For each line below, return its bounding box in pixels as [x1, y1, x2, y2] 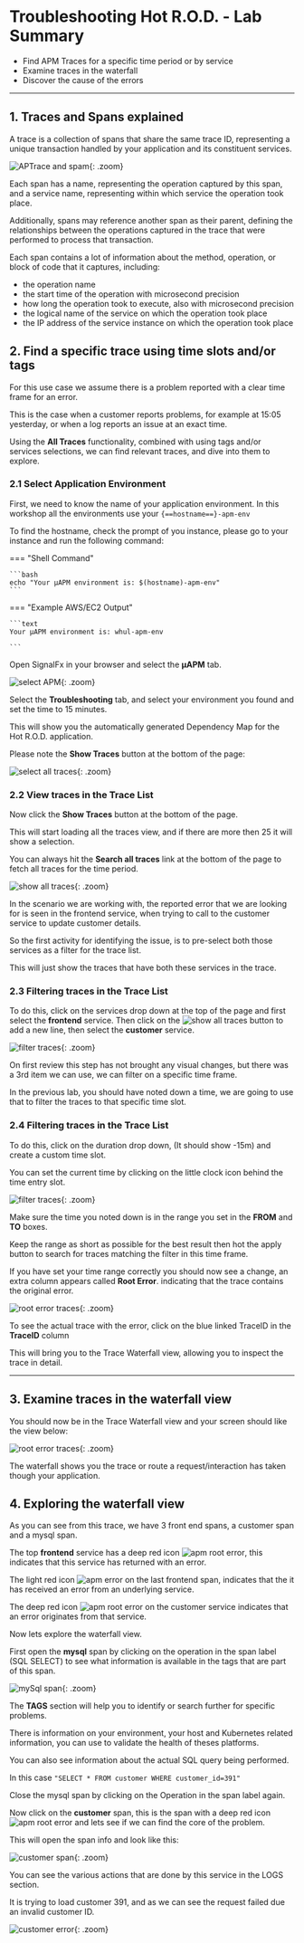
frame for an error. [9, 391, 79, 402]
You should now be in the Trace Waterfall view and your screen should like [9, 1415, 288, 1426]
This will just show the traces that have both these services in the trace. [9, 962, 277, 974]
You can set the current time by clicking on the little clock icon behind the [9, 1167, 283, 1177]
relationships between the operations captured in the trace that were [9, 224, 265, 235]
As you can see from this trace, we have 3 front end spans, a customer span [9, 1520, 294, 1531]
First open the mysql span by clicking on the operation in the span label [9, 1646, 277, 1657]
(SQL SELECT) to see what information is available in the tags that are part [9, 1656, 287, 1667]
